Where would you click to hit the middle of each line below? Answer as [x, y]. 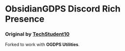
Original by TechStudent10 [37, 34]
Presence [25, 19]
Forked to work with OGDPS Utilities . [42, 45]
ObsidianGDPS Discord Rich [63, 9]
